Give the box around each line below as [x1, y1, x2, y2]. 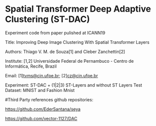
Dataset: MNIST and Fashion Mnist [5, 87, 75, 93]
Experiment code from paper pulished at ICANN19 [5, 30, 106, 36]
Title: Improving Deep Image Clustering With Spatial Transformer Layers [5, 39, 150, 45]
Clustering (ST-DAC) [5, 14, 90, 25]
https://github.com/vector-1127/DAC [5, 115, 78, 121]
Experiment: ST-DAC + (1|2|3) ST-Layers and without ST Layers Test [5, 82, 142, 88]
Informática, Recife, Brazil [5, 63, 57, 69]
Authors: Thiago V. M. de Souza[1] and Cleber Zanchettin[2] [5, 49, 125, 54]
